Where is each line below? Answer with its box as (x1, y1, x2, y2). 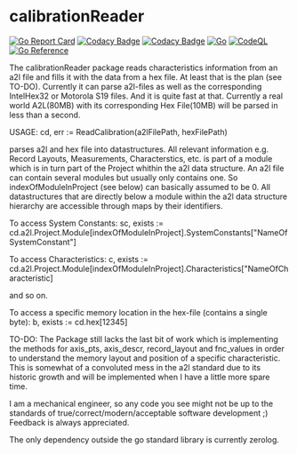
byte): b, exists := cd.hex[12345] (9, 316, 128, 327)
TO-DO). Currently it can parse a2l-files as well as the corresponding (9, 81, 262, 92)
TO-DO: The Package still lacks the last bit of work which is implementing (9, 333, 278, 344)
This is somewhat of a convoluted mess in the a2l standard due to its (9, 362, 261, 372)
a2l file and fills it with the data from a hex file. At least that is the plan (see (9, 71, 283, 82)
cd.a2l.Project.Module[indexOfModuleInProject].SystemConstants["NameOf (9, 227, 288, 237)
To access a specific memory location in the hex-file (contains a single (9, 307, 269, 317)
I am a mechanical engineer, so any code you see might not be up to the (9, 398, 274, 409)
